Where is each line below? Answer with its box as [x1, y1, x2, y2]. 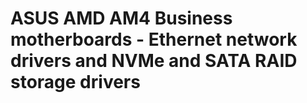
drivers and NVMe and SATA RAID [10, 50, 298, 72]
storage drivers [10, 71, 141, 94]
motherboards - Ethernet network [10, 28, 298, 51]
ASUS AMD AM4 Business [10, 7, 233, 30]
